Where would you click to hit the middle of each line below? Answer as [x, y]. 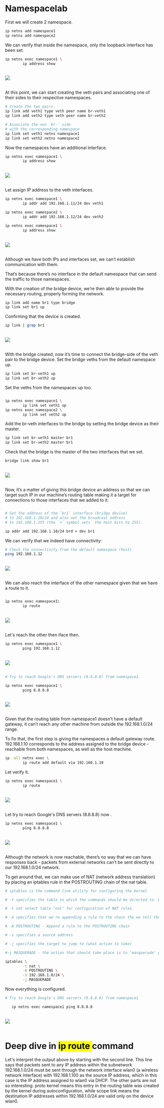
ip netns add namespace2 [30, 35]
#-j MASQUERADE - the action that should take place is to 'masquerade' [81, 953]
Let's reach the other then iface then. [42, 635]
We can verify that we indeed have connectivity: [54, 540]
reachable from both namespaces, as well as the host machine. [69, 749]
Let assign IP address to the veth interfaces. [49, 190]
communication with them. [32, 264]
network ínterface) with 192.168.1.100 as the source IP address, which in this [81, 1075]
